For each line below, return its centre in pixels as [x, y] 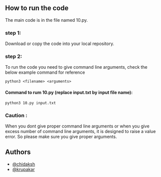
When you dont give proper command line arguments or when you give [77, 126]
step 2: [14, 56]
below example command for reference [45, 72]
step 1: [13, 33]
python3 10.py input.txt [31, 103]
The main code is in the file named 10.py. [47, 20]
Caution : [16, 115]
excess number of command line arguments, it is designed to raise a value [80, 131]
